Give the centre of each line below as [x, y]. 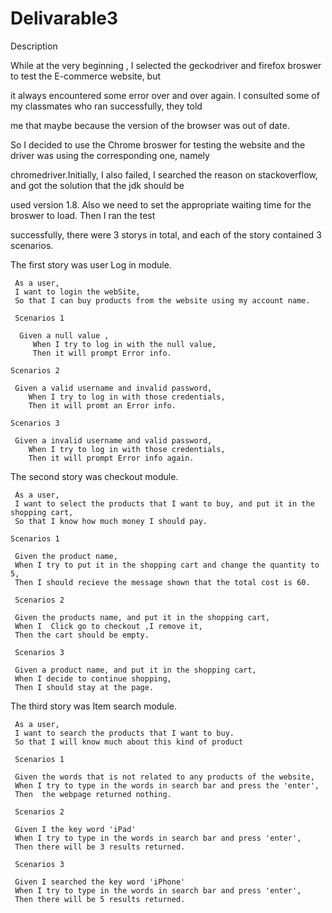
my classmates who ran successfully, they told [106, 106]
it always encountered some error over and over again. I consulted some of [165, 95]
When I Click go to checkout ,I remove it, [108, 626]
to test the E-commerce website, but [86, 76]
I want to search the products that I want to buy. [124, 733]
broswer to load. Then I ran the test [83, 215]
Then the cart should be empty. [82, 635]
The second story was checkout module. [94, 476]
